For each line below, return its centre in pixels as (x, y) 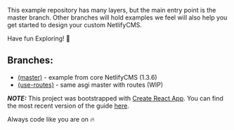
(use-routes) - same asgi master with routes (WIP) (90, 85)
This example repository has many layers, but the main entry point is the (112, 10)
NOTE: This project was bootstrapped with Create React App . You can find (115, 98)
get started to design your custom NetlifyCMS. (75, 25)
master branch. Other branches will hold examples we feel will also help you (117, 17)
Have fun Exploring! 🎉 (39, 38)
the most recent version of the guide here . (69, 106)
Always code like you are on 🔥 (51, 119)
